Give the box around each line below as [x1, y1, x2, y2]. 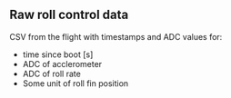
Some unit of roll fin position [22, 77, 129, 89]
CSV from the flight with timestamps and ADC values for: [9, 31, 223, 42]
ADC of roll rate [22, 68, 82, 79]
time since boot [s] [22, 49, 94, 60]
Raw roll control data [9, 7, 129, 23]
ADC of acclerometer [22, 58, 103, 69]
